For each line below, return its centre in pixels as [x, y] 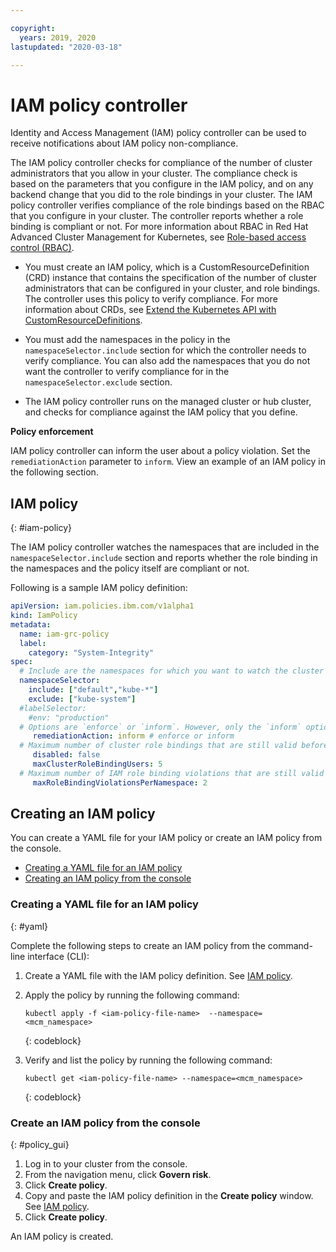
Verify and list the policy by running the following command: [148, 1060]
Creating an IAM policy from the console [108, 878]
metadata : [31, 624]
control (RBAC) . [42, 248]
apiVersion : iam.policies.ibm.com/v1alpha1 [102, 606]
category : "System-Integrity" [91, 652]
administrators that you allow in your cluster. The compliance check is [154, 173]
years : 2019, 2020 [58, 37]
